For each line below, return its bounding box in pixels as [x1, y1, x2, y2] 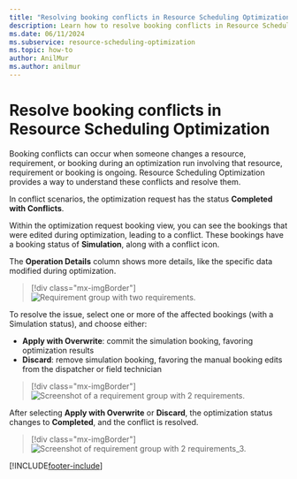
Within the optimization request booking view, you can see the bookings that [9, 220, 288, 231]
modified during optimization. [9, 265, 117, 276]
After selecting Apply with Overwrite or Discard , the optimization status [9, 407, 273, 418]
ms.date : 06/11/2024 [9, 29, 86, 38]
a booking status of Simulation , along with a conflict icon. [9, 239, 220, 249]
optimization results [21, 345, 95, 355]
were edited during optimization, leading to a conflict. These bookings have [9, 229, 285, 239]
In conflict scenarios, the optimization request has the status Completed [9, 194, 273, 204]
